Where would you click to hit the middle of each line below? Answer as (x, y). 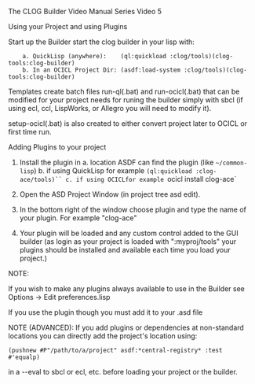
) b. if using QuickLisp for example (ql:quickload (113, 171)
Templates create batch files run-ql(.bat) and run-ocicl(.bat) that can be (124, 91)
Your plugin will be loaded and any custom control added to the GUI (129, 233)
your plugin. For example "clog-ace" (78, 218)
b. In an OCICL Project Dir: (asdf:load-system (101, 70)
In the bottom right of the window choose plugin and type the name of (133, 209)
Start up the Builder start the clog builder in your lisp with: (101, 42)
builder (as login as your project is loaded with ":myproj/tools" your (128, 242)
